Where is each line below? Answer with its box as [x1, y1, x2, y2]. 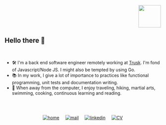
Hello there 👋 [4, 36, 46, 45]
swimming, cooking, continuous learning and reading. [11, 90, 122, 96]
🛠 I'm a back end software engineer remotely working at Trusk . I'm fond [11, 59, 160, 65]
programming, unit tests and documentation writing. [11, 79, 118, 85]
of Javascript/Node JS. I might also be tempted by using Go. [11, 67, 136, 73]
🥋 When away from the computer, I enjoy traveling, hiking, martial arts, [11, 85, 156, 91]
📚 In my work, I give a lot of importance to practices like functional [11, 72, 149, 78]
